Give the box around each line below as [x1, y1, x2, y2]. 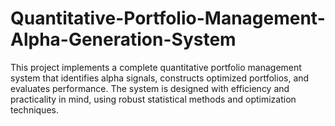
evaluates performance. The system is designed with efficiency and [10, 82, 290, 94]
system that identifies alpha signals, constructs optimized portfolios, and [10, 72, 310, 84]
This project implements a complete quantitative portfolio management [10, 61, 302, 73]
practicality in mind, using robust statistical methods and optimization [10, 93, 297, 105]
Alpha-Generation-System [10, 28, 237, 51]
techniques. [10, 103, 59, 116]
